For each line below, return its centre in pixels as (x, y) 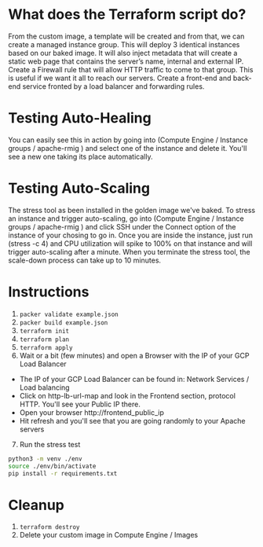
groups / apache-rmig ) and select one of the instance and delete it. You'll (128, 148)
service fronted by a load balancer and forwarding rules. (113, 86)
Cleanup (37, 505)
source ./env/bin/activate (52, 466)
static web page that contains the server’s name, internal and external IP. (126, 61)
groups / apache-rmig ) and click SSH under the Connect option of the (122, 226)
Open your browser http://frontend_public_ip (92, 412)
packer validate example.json (69, 314)
